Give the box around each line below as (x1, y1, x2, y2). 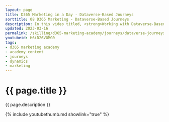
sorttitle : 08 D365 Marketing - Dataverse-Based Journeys (5, 17, 129, 22)
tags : (5, 40, 17, 45)
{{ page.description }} (5, 101, 51, 108)
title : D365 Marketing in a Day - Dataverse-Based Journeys (5, 12, 134, 17)
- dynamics (5, 59, 28, 64)
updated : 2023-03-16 (5, 26, 49, 31)
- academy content (5, 49, 44, 54)
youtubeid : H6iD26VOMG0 (5, 36, 55, 41)
